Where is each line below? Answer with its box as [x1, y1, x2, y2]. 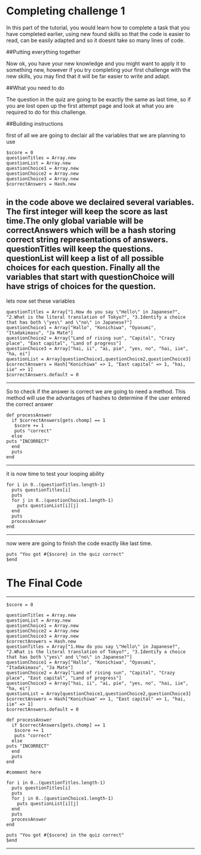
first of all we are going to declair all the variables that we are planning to [6, 132, 185, 139]
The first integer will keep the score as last [6, 206, 168, 217]
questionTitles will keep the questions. [6, 244, 153, 254]
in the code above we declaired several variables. [6, 197, 194, 208]
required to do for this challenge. [6, 108, 87, 115]
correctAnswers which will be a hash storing [6, 226, 176, 236]
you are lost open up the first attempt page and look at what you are [6, 102, 174, 109]
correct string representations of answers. [6, 235, 169, 245]
